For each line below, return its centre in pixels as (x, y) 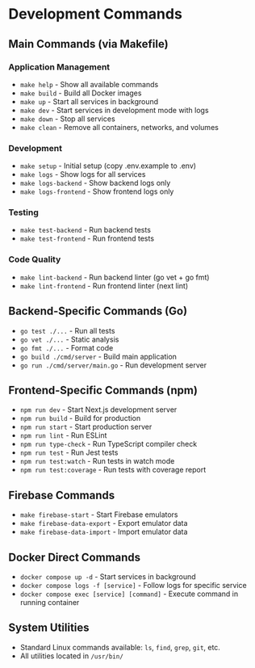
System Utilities (49, 628)
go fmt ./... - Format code (67, 347)
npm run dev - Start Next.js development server (98, 410)
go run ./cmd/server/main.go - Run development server (113, 365)
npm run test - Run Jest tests (69, 452)
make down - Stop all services (67, 119)
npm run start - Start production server (86, 427)
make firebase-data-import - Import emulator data (104, 532)
